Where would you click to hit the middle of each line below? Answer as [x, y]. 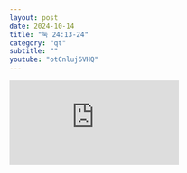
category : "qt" [38, 43]
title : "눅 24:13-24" [49, 34]
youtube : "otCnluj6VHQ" [54, 59]
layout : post [34, 18]
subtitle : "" [34, 51]
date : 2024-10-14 [42, 26]
